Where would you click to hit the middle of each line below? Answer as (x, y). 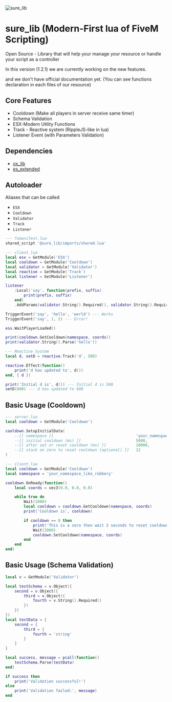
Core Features (28, 101)
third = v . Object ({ (45, 596)
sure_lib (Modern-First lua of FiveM (82, 29)
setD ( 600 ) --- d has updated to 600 (44, 389)
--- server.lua (21, 417)
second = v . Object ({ (36, 591)
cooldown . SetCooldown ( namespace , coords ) (78, 535)
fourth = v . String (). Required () (67, 601)
